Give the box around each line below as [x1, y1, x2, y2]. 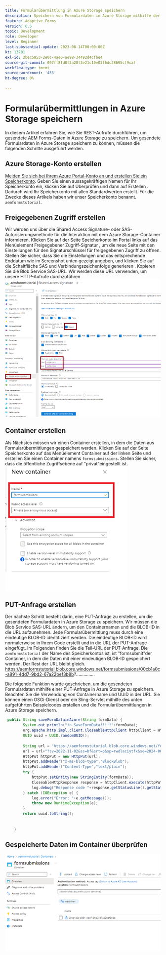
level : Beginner [5, 40, 39, 44]
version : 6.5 [5, 24, 32, 29]
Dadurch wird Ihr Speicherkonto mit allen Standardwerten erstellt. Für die [5, 188, 154, 195]
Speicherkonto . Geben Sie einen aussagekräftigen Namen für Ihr [5, 178, 137, 184]
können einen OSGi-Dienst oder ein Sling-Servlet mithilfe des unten [5, 697, 143, 703]
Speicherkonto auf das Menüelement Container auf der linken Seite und [5, 450, 151, 456]
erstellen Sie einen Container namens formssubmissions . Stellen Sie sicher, [5, 455, 157, 461]
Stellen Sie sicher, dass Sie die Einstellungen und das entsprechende [5, 252, 146, 259]
